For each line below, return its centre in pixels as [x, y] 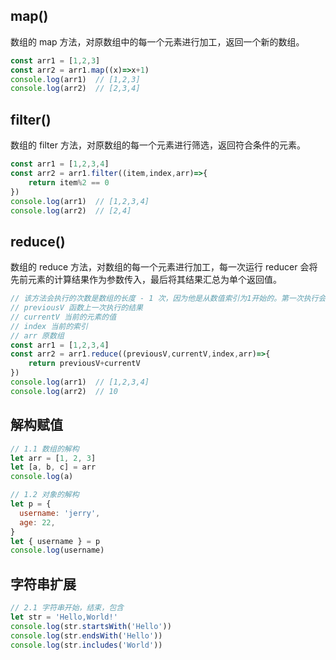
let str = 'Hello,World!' [64, 617]
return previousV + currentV [84, 364]
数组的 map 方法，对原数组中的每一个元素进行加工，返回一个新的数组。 [157, 41]
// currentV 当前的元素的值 [63, 317]
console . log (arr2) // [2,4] [71, 210]
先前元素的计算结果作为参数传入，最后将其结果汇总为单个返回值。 [146, 280]
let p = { [31, 504]
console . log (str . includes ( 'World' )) [86, 645]
